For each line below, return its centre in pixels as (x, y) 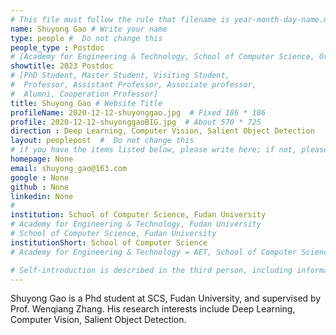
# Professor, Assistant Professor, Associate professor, (133, 85)
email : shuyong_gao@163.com (69, 168)
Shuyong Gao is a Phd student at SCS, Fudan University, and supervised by (166, 298)
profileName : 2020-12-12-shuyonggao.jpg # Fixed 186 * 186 (138, 112)
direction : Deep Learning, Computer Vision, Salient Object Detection (162, 131)
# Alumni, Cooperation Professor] (84, 94)
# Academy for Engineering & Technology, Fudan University (136, 224)
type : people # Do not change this (86, 38)
